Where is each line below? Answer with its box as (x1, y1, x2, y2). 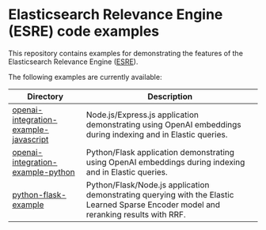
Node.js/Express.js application (85, 109, 199, 120)
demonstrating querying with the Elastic (85, 189, 234, 200)
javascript (12, 134, 49, 145)
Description (147, 91, 192, 102)
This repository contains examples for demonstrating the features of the (8, 48, 244, 58)
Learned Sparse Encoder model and (85, 199, 220, 210)
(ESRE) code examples (8, 22, 160, 40)
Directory (27, 91, 64, 102)
